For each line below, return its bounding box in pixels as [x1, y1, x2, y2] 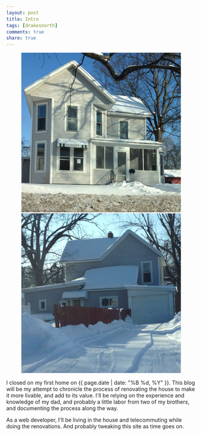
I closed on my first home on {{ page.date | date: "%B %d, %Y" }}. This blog [6, 379, 196, 387]
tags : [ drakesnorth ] [6, 22, 58, 28]
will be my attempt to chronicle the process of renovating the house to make [6, 385, 196, 393]
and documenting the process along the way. [6, 405, 119, 412]
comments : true [6, 29, 45, 35]
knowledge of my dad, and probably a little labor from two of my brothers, [6, 398, 190, 406]
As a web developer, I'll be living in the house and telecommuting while [6, 416, 182, 424]
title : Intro [6, 16, 39, 22]
